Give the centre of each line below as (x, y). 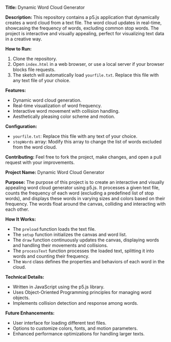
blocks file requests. (34, 69)
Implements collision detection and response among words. (76, 303)
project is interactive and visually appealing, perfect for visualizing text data (85, 33)
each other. (17, 209)
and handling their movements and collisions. (60, 245)
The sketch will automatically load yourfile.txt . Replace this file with (86, 75)
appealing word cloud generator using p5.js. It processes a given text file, (82, 188)
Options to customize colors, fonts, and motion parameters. (75, 328)
